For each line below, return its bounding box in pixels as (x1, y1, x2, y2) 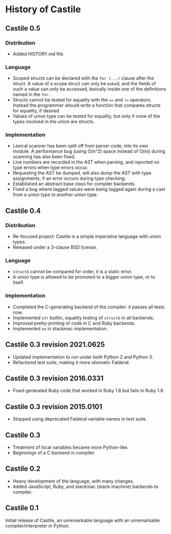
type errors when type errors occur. (12, 164, 88, 171)
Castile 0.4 (5, 206, 41, 215)
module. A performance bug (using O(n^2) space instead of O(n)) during (12, 148, 165, 154)
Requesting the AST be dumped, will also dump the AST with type (12, 170, 152, 176)
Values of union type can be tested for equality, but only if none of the (12, 113, 160, 119)
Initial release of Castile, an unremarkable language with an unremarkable (5, 517, 160, 523)
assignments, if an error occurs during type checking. (12, 175, 126, 182)
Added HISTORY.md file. (12, 51, 65, 57)
